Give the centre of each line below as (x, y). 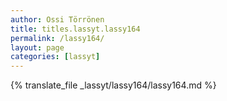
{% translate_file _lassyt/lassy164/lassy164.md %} (113, 85)
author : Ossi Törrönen (57, 19)
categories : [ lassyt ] (55, 57)
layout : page (37, 47)
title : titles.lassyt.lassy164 (75, 29)
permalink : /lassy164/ (57, 38)
